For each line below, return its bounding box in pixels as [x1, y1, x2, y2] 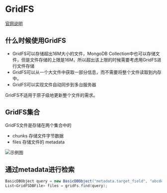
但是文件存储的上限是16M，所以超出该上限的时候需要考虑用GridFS [21, 57, 157, 63]
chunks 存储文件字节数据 [12, 132, 64, 138]
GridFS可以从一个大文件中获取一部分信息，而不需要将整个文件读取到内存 [12, 69, 162, 75]
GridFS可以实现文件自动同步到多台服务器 [12, 81, 96, 87]
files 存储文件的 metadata [12, 139, 65, 145]
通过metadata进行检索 [5, 165, 75, 174]
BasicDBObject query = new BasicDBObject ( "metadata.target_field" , [5, 179, 148, 184]
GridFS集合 [5, 108, 40, 117]
